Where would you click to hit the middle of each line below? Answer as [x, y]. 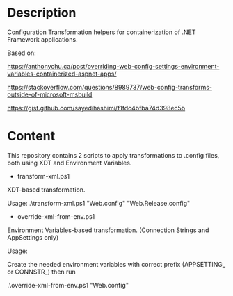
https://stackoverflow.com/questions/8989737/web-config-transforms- [110, 87]
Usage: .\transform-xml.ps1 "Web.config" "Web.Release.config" [99, 203]
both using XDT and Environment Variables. [70, 163]
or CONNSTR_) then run [42, 272]
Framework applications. [42, 39]
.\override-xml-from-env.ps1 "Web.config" [68, 285]
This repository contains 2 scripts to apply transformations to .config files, [113, 155]
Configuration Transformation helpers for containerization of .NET [102, 32]
